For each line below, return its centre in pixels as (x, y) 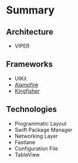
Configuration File (36, 148)
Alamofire (26, 84)
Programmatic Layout (40, 123)
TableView (27, 154)
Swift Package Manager (43, 130)
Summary (30, 10)
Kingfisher (27, 91)
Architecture (30, 32)
